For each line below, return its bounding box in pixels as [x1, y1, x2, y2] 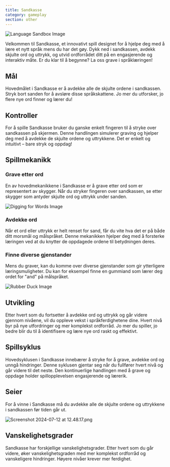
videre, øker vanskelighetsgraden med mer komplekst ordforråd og [5, 450, 146, 456]
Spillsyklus [5, 343, 41, 352]
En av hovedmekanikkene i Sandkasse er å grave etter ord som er [5, 182, 143, 189]
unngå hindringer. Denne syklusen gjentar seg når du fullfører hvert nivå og [5, 362, 163, 368]
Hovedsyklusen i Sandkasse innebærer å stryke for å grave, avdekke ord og [5, 356, 164, 362]
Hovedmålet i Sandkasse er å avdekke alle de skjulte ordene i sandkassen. [5, 85, 161, 92]
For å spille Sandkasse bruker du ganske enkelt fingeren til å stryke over [5, 125, 157, 131]
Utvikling [5, 298, 35, 307]
